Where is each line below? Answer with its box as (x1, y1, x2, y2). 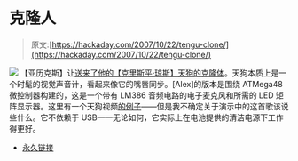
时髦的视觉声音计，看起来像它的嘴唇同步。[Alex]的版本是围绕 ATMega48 (16, 78, 284, 89)
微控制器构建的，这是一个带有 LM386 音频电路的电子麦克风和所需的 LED (9, 90, 274, 101)
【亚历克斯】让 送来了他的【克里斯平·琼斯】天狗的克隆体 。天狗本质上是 (20, 68, 279, 78)
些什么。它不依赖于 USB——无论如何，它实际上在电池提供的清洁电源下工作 (9, 112, 284, 123)
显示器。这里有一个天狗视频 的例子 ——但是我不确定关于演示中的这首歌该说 (16, 101, 289, 111)
